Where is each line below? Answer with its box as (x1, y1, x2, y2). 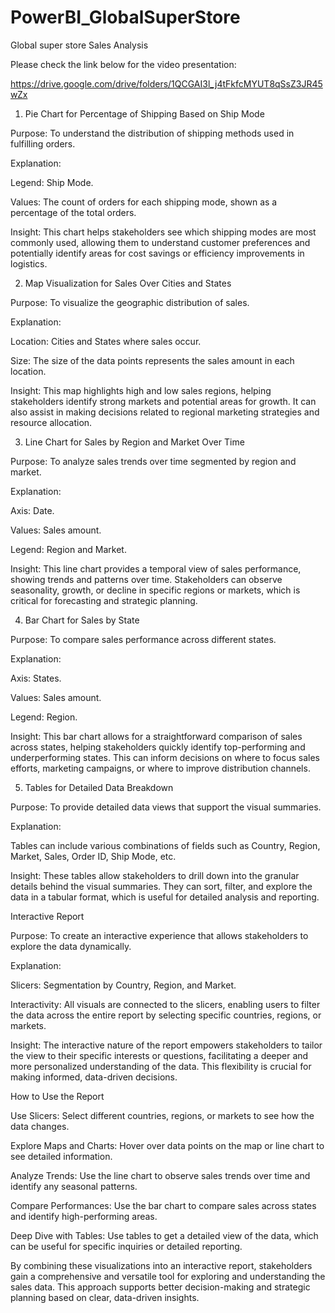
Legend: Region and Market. (10, 543, 127, 555)
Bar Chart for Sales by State (24, 614, 140, 626)
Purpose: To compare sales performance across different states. (10, 633, 277, 645)
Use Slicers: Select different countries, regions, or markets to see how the (10, 1109, 315, 1121)
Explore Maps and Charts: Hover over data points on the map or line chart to (10, 1139, 325, 1151)
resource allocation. (10, 416, 93, 428)
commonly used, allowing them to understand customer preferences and (10, 236, 311, 248)
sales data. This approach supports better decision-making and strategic (10, 1281, 311, 1293)
